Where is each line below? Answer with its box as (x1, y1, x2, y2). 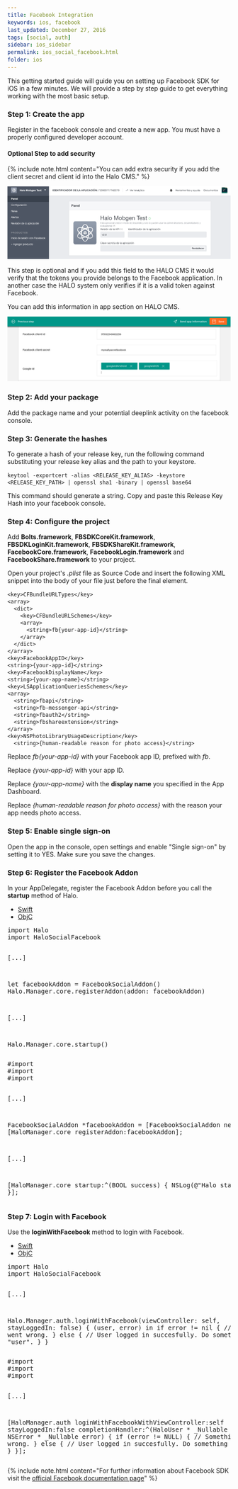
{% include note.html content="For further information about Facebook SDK (7, 1466, 229, 1475)
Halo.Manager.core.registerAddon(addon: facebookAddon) (7, 987, 205, 995)
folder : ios (7, 57, 42, 64)
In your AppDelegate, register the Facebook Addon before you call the (7, 883, 212, 892)
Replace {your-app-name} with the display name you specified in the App (7, 780, 225, 788)
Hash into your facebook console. (7, 499, 106, 508)
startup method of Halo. (7, 891, 79, 900)
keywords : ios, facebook (7, 18, 81, 26)
